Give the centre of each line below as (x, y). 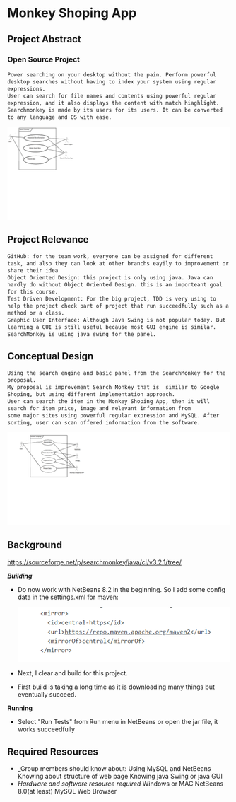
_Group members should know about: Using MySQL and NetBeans (114, 769)
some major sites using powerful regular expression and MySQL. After (113, 416)
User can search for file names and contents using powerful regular (112, 96)
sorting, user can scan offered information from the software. (104, 423)
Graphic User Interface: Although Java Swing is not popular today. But (117, 320)
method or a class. (36, 313)
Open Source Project (43, 59)
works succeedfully (46, 729)
